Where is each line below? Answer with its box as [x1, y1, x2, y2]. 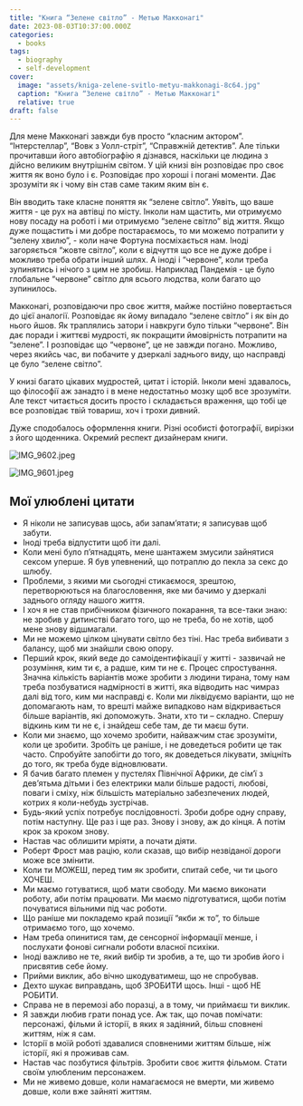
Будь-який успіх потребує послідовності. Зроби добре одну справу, [22, 807, 287, 818]
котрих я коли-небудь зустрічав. [22, 797, 149, 808]
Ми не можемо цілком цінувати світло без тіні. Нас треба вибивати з [22, 634, 289, 645]
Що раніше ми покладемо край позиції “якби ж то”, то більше [22, 913, 260, 924]
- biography [17, 55, 63, 64]
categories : [9, 30, 54, 39]
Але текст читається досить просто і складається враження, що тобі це [9, 395, 288, 406]
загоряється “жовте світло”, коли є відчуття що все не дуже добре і [9, 245, 272, 256]
